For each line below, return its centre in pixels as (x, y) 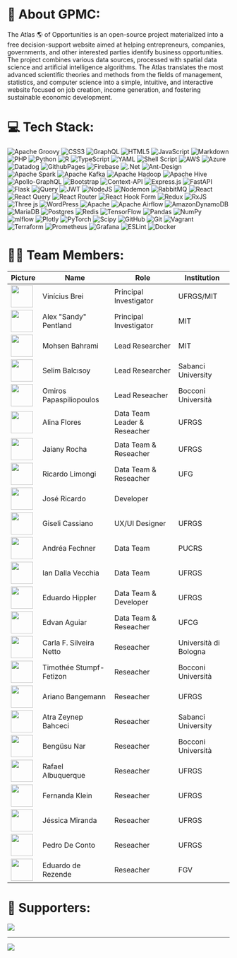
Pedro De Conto (69, 845)
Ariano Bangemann (74, 696)
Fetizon (54, 676)
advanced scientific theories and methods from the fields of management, (115, 74)
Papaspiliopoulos (71, 399)
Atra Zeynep (62, 717)
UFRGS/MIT (198, 296)
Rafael (53, 766)
